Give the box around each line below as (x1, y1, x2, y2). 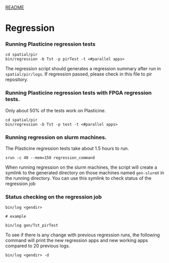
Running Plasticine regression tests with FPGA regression (5, 89, 152, 96)
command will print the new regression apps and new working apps (5, 237, 149, 244)
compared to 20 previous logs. (5, 243, 70, 249)
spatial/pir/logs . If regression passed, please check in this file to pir (5, 71, 153, 77)
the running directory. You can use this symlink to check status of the (5, 175, 152, 181)
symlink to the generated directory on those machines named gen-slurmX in (5, 170, 164, 176)
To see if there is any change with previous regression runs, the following (5, 232, 160, 238)
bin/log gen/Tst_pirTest (5, 223, 58, 228)
